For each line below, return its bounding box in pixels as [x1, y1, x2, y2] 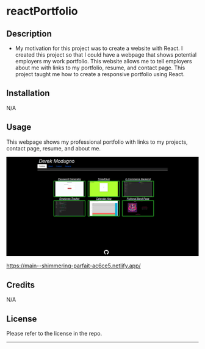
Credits [6, 280, 35, 290]
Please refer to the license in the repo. [6, 330, 103, 337]
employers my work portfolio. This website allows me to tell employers [15, 58, 192, 65]
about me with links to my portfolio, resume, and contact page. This [15, 64, 185, 71]
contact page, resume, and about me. [6, 144, 101, 152]
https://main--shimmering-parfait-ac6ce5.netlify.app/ [6, 262, 142, 269]
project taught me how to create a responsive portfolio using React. [15, 71, 185, 77]
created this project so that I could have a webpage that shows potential [15, 51, 197, 58]
